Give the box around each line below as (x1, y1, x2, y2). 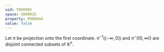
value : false (5, 21, 32, 26)
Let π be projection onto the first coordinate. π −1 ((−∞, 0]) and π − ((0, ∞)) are (5, 34, 160, 41)
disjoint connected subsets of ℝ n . (5, 40, 74, 47)
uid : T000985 (5, 7, 32, 12)
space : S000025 (5, 12, 37, 17)
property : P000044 (5, 16, 43, 21)
